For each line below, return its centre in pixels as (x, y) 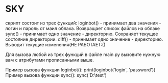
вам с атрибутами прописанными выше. (50, 60)
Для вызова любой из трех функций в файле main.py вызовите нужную (83, 54)
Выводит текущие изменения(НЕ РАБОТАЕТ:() (55, 44)
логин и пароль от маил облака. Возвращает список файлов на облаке (82, 28)
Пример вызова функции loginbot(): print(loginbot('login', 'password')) (80, 70)
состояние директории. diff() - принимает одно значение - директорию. (84, 39)
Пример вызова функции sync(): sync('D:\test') (56, 75)
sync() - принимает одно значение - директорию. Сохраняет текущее (82, 34)
